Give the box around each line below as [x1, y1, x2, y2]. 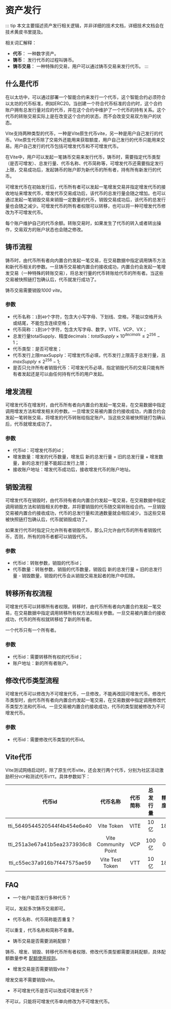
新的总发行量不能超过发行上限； [21, 460, 89, 466]
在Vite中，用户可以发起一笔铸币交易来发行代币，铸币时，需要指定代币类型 [5, 154, 161, 160]
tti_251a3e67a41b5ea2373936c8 [8, 841, 92, 848]
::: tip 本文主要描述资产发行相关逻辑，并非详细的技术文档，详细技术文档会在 [5, 22, 164, 29]
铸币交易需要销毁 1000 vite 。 [5, 287, 65, 293]
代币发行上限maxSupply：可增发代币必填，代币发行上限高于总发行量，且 [12, 352, 166, 358]
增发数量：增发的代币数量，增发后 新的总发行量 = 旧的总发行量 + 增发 [12, 454, 159, 460]
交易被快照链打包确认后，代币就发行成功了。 [5, 276, 99, 283]
